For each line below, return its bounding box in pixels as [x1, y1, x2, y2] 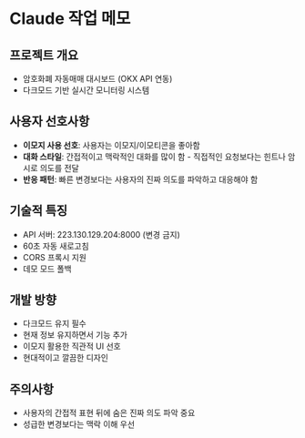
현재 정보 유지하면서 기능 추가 [22, 330, 127, 341]
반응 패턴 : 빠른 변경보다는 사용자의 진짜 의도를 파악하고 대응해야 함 [22, 174, 259, 185]
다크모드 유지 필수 [22, 318, 86, 329]
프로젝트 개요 [9, 47, 79, 63]
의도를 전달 [39, 162, 79, 173]
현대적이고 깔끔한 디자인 [22, 352, 109, 363]
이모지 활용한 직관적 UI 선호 [22, 341, 121, 351]
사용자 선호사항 [9, 114, 90, 129]
